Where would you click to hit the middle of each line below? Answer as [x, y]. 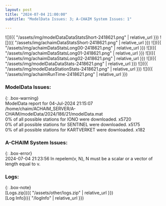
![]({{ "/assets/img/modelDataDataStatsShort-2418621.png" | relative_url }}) [82, 37]
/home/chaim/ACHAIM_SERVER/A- [40, 108]
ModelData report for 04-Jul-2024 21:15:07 [49, 103]
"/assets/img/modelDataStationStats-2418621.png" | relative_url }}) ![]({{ [79, 69]
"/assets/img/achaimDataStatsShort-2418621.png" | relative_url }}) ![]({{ [88, 43]
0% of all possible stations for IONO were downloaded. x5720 [68, 119]
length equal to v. [23, 164]
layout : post [19, 10]
